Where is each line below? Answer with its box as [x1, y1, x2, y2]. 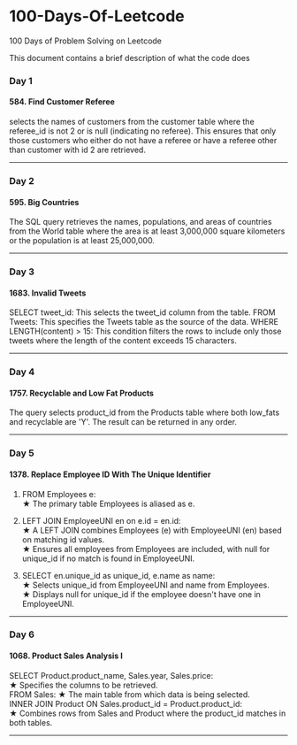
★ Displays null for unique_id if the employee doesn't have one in [21, 588, 261, 599]
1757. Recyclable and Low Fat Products [9, 388, 155, 398]
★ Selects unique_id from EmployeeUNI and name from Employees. [21, 580, 270, 590]
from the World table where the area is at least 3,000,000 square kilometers [9, 226, 286, 236]
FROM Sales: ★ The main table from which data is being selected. [9, 688, 250, 700]
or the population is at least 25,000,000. [9, 235, 155, 246]
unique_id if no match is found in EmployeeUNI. [21, 553, 195, 564]
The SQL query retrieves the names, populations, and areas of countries [9, 217, 272, 227]
